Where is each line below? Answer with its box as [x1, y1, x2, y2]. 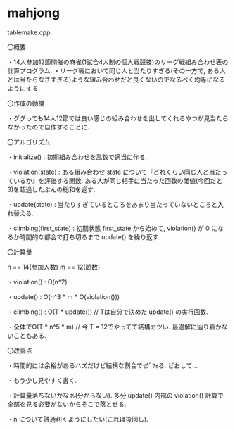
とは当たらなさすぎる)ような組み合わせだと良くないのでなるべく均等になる [7, 75, 226, 84]
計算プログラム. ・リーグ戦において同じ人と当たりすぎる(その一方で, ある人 [7, 66, 227, 75]
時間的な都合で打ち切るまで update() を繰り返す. [19, 232, 161, 241]
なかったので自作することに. [7, 122, 90, 131]
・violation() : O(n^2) [7, 277, 68, 286]
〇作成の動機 [7, 99, 44, 107]
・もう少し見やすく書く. [7, 376, 77, 384]
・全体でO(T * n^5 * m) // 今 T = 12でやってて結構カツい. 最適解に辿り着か [7, 322, 222, 331]
